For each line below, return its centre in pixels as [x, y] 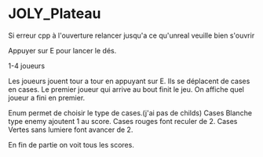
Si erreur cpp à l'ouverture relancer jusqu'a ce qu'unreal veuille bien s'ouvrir [131, 35]
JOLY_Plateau [55, 14]
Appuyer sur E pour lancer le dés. [62, 50]
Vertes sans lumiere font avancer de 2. [71, 130]
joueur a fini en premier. [47, 97]
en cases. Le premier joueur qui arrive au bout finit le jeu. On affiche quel [126, 89]
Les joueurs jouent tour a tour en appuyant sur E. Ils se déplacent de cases [129, 81]
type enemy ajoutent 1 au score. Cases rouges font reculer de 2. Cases [123, 121]
